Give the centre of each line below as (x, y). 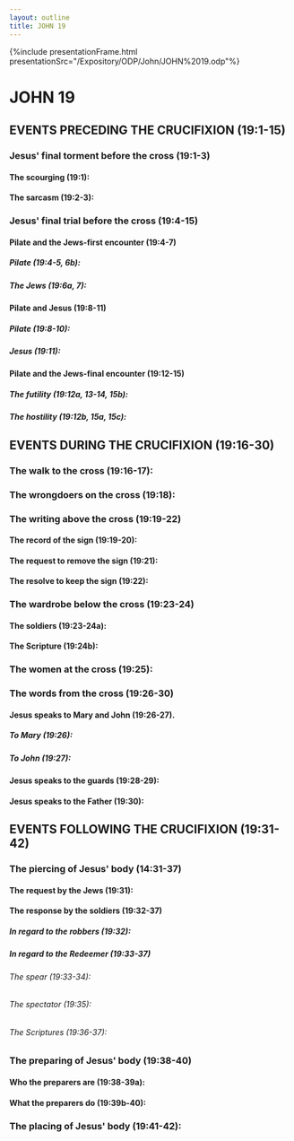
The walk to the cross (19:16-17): (82, 470)
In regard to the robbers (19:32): (70, 931)
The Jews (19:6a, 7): (48, 285)
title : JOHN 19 (38, 26)
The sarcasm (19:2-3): (52, 197)
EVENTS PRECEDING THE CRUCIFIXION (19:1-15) (147, 131)
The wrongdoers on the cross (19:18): (92, 494)
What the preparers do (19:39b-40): (78, 1102)
